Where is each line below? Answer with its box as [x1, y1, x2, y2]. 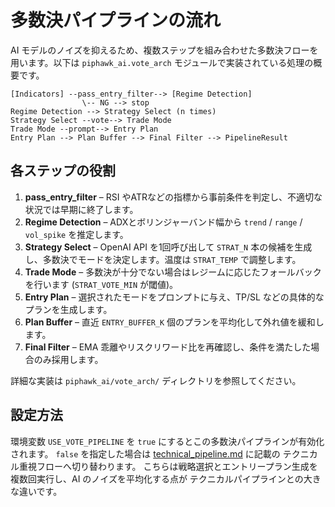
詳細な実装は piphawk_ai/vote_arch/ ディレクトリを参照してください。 [10, 374, 302, 386]
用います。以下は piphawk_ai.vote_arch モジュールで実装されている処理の [10, 56, 314, 68]
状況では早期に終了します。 [24, 203, 139, 215]
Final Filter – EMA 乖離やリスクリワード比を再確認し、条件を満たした [24, 341, 312, 353]
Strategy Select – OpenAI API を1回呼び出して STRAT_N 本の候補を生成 [24, 241, 313, 253]
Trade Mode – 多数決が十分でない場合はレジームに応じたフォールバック [24, 266, 322, 278]
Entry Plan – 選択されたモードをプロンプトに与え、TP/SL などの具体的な [24, 291, 325, 303]
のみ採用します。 [33, 353, 104, 365]
